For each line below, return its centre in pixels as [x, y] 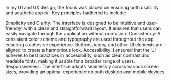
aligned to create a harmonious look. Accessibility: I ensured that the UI [81, 50]
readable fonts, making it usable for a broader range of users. [70, 61]
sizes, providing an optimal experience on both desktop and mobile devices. [86, 72]
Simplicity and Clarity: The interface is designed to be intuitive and [76, 23]
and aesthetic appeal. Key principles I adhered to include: [66, 13]
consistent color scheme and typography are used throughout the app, [80, 39]
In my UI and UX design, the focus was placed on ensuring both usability [82, 7]
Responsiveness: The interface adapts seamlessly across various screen [82, 66]
